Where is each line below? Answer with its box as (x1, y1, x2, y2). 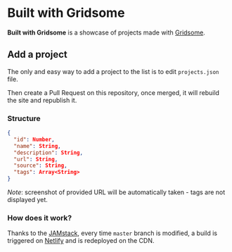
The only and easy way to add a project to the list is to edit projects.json (7, 67, 219, 75)
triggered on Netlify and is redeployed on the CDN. (7, 237, 155, 245)
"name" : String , (13, 142, 61, 149)
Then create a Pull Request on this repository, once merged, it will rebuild (7, 88, 220, 96)
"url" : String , (13, 156, 58, 163)
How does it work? (7, 213, 72, 222)
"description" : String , (13, 149, 83, 156)
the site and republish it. (7, 96, 77, 104)
